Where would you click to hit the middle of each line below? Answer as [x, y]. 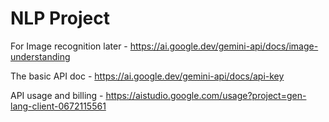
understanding [40, 56]
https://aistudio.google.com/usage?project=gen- [206, 95]
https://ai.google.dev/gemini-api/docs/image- [224, 46]
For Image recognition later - [69, 46]
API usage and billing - [57, 95]
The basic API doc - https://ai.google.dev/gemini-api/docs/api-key [147, 76]
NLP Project [60, 18]
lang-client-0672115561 [58, 106]
